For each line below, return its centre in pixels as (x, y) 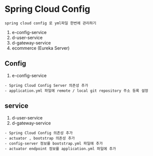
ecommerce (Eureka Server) (41, 48)
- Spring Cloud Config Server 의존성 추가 (47, 85)
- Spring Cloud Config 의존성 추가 (39, 133)
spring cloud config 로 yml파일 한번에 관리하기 (51, 23)
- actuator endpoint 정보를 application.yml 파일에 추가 (60, 149)
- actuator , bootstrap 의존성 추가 (40, 138)
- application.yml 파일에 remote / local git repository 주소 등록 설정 (76, 91)
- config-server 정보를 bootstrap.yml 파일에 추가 (54, 143)
